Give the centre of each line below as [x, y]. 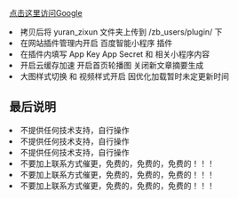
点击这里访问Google [46, 13]
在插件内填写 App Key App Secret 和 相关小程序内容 [115, 54]
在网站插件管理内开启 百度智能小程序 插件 [97, 43]
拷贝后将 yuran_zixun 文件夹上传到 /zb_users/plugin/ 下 [122, 32]
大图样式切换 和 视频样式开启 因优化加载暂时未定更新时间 [125, 76]
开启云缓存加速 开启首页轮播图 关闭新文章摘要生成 [112, 65]
